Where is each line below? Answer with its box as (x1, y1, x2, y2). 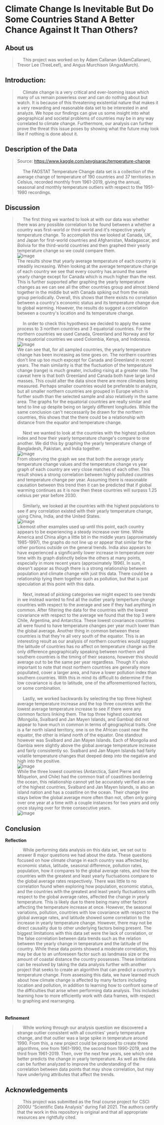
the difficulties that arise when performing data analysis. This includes (17, 988, 159, 994)
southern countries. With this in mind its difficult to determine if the (17, 675, 152, 681)
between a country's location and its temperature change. (17, 310, 135, 316)
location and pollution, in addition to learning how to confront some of (17, 982, 158, 988)
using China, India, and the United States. (17, 513, 101, 519)
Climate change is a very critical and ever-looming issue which (23, 89, 149, 95)
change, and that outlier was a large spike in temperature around (17, 1035, 148, 1041)
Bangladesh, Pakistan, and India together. (17, 446, 101, 451)
